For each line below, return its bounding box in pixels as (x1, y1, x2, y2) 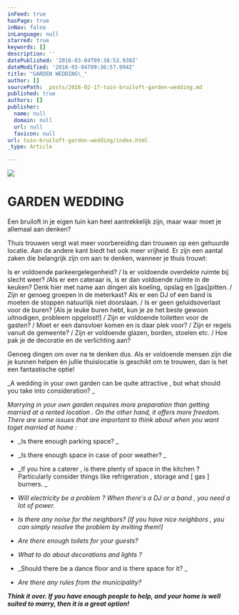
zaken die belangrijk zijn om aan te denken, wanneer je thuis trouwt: (7, 254, 208, 263)
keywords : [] (7, 44, 46, 51)
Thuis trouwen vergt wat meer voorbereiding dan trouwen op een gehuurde (7, 239, 230, 247)
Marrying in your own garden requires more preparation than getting (7, 401, 210, 409)
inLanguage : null (7, 30, 59, 38)
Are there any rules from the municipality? (17, 578, 142, 586)
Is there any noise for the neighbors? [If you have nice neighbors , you (17, 515, 225, 524)
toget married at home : (7, 423, 77, 432)
